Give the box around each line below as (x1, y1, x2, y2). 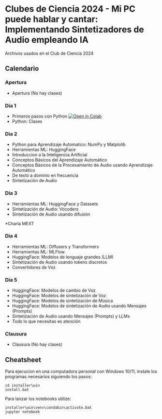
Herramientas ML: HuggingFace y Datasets (12, 201, 98, 207)
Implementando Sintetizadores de (5, 24, 144, 35)
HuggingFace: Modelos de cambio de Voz (12, 287, 96, 293)
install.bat (5, 387, 29, 392)
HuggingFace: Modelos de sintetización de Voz (12, 293, 106, 299)
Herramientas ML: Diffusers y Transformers (12, 244, 99, 250)
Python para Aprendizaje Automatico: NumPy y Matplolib (12, 142, 126, 148)
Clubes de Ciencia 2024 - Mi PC (5, 3, 135, 15)
